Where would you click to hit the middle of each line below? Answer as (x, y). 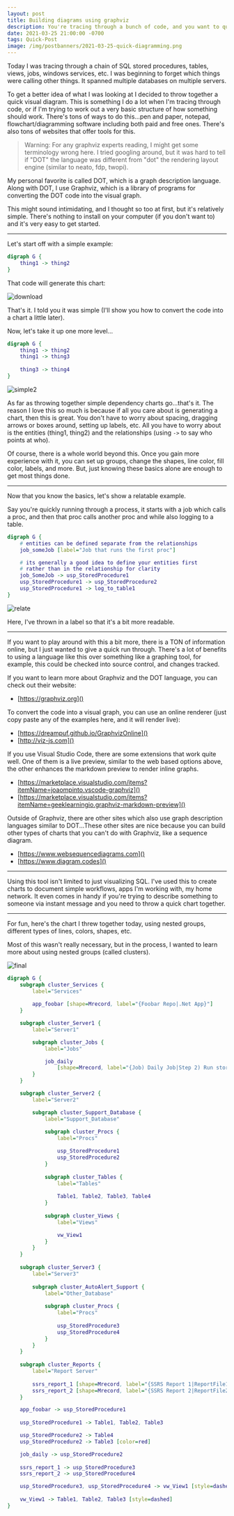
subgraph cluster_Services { (62, 984)
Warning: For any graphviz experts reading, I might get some (111, 145)
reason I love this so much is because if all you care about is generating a (112, 410)
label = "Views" (77, 1222)
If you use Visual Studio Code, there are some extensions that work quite (112, 753)
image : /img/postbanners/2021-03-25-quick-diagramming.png (95, 46)
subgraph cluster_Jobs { (68, 1042)
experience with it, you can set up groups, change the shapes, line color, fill (116, 460)
